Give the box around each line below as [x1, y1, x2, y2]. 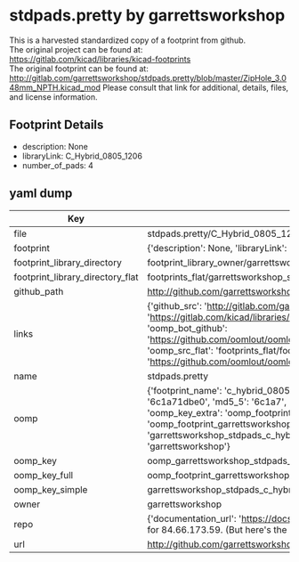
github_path [13, 285, 64, 297]
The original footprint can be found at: [9, 63, 149, 74]
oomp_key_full [13, 468, 74, 481]
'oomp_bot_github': [146, 322, 228, 334]
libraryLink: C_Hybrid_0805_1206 [21, 151, 142, 161]
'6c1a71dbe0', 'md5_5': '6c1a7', [146, 395, 287, 408]
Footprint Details [9, 118, 104, 133]
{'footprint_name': [146, 384, 222, 396]
